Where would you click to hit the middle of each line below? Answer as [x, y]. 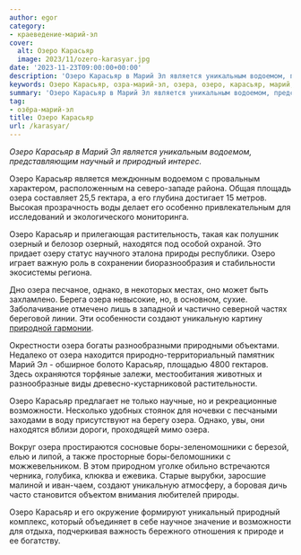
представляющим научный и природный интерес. [106, 161]
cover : [21, 43]
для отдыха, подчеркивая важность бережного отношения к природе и [146, 531]
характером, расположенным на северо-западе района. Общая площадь [150, 188]
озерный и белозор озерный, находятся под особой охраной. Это [135, 244]
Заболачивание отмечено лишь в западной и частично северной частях [148, 309]
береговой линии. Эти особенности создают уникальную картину [136, 318]
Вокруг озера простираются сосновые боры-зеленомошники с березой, [149, 447]
